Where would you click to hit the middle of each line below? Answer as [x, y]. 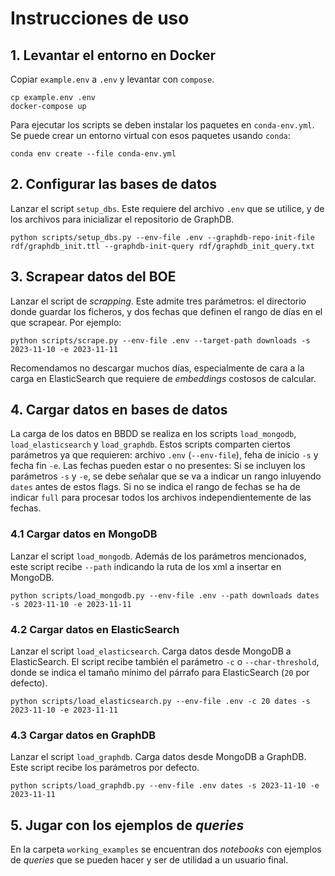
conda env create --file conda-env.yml [93, 154]
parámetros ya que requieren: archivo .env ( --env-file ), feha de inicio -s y [164, 455]
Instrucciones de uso [100, 18]
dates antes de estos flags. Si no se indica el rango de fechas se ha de [155, 487]
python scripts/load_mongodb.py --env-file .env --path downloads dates [165, 595]
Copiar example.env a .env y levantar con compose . [112, 79]
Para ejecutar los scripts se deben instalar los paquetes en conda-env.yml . [162, 125]
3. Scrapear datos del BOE [93, 277]
